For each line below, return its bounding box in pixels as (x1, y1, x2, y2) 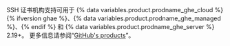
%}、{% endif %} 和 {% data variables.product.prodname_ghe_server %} (6, 23, 215, 30)
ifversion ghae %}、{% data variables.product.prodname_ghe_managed (16, 14, 222, 22)
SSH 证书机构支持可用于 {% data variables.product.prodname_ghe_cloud (6, 6, 213, 14)
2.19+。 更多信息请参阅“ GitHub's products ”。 (6, 31, 135, 39)
